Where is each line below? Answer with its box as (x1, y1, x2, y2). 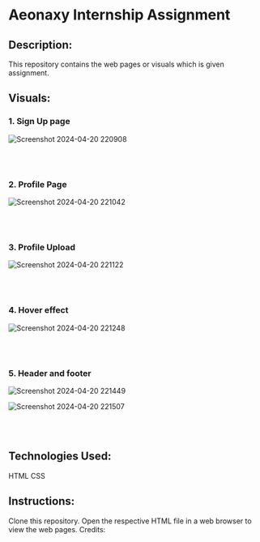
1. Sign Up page (8, 116, 70, 127)
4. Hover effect (8, 305, 69, 316)
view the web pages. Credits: (8, 524, 106, 534)
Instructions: (8, 494, 75, 508)
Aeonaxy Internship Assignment (8, 6, 231, 24)
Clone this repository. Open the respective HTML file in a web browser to (8, 516, 253, 526)
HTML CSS (8, 471, 46, 480)
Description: (8, 38, 73, 52)
